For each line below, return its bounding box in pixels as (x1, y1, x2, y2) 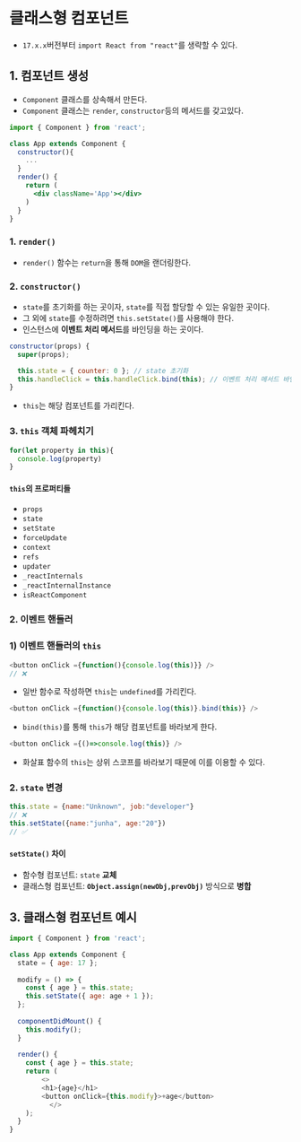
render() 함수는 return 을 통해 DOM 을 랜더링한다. (21, 257, 191, 267)
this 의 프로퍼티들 (9, 483, 72, 493)
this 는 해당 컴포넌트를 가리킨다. (21, 400, 134, 411)
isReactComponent (21, 591, 88, 600)
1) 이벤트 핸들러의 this (9, 640, 101, 652)
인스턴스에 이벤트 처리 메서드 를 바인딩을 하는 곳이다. (21, 324, 204, 335)
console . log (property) (17, 454, 102, 463)
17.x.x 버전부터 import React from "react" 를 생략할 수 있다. (21, 39, 238, 50)
